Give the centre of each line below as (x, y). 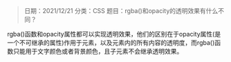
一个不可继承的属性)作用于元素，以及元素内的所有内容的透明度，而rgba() (111, 43)
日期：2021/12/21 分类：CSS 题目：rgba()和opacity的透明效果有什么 (121, 11)
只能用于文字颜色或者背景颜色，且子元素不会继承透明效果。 (98, 51)
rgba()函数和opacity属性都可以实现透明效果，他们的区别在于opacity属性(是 (114, 34)
